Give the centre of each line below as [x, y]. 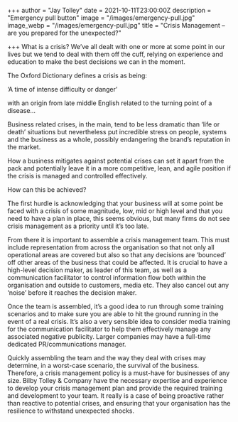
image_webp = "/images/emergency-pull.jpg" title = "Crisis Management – [116, 25]
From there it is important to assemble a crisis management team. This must [118, 240]
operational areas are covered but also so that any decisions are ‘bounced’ [117, 255]
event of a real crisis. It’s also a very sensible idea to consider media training [119, 321]
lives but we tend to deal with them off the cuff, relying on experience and [115, 54]
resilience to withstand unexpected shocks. [71, 411]
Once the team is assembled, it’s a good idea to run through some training [115, 306]
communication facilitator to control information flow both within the [107, 277]
